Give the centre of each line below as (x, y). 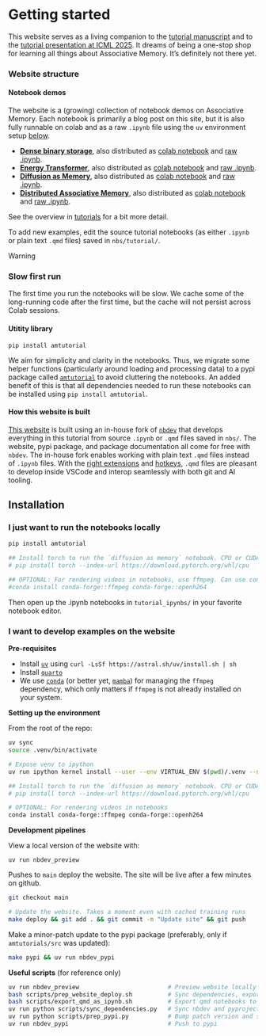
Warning (22, 256)
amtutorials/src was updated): (59, 943)
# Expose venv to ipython (51, 764)
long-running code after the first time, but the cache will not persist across (130, 302)
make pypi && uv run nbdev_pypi (61, 957)
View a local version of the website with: (74, 846)
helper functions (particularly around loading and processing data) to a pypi (132, 368)
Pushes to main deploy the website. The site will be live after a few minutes (130, 875)
